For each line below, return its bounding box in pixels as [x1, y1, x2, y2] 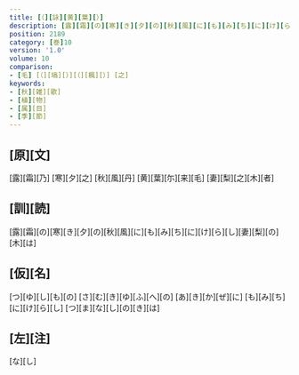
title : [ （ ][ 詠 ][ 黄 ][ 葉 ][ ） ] [9, 12, 104, 22]
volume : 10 [9, 54, 50, 63]
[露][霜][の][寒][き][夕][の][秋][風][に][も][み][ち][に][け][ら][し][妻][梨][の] [9, 226, 279, 236]
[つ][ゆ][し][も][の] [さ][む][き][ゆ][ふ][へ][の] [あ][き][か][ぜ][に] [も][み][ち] [9, 291, 287, 302]
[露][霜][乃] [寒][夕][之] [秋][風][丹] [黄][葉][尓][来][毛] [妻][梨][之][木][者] [9, 172, 274, 183]
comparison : [9, 63, 53, 72]
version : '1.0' [9, 46, 66, 55]
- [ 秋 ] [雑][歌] [9, 87, 62, 96]
